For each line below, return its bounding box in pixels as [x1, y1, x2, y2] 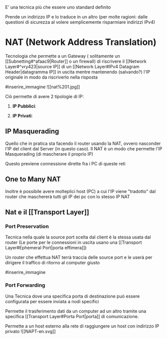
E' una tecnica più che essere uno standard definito [5, 4, 111, 10]
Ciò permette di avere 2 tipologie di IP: [5, 93, 84, 99]
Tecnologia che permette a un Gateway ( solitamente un [5, 53, 121, 59]
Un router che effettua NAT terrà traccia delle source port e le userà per [5, 254, 153, 260]
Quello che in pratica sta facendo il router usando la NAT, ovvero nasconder [5, 140, 161, 146]
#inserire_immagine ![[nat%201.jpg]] [5, 84, 80, 90]
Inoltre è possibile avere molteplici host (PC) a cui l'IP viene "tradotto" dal [5, 188, 156, 194]
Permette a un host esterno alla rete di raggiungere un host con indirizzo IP [5, 323, 160, 329]
